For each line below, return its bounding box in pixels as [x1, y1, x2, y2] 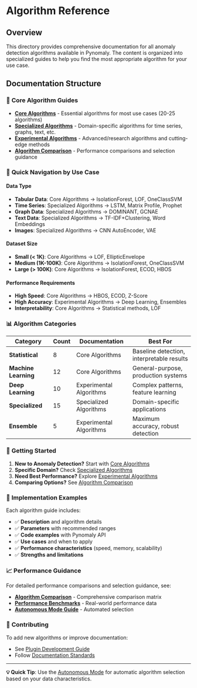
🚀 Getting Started [6, 447, 57, 455]
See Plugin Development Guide [14, 645, 90, 652]
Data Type [6, 183, 32, 190]
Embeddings [14, 220, 45, 227]
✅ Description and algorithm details [14, 518, 102, 525]
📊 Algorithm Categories [6, 320, 77, 328]
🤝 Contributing [6, 620, 49, 629]
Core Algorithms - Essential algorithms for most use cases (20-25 [14, 110, 175, 117]
